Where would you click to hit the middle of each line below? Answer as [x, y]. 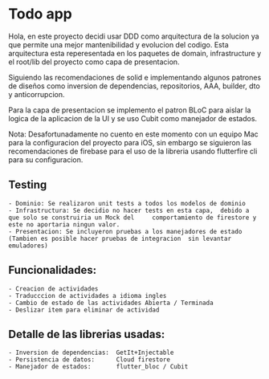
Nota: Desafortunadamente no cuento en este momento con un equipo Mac [133, 134]
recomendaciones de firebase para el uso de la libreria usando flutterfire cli [133, 151]
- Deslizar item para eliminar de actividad [84, 310]
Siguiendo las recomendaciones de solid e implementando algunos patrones [135, 77]
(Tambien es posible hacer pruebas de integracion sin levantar [120, 238]
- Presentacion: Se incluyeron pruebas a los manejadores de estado [125, 231]
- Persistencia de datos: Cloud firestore [90, 360]
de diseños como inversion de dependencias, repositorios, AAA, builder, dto [134, 86]
